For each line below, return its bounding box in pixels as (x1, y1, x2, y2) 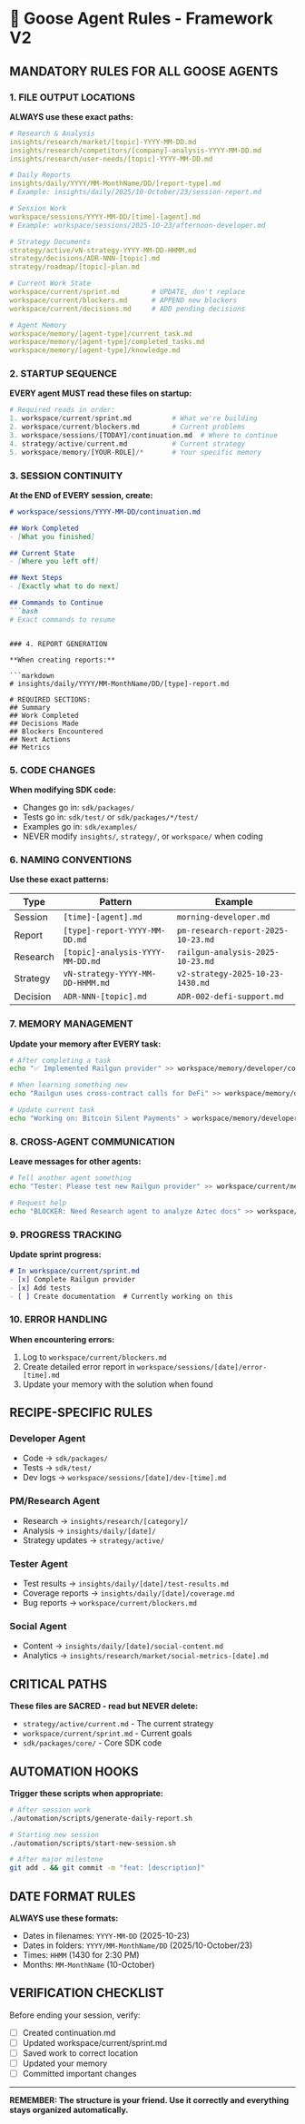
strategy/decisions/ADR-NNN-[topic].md (9, 254, 161, 263)
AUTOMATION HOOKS (9, 1764, 139, 1779)
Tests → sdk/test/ (22, 1462, 93, 1473)
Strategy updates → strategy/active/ (22, 1534, 165, 1546)
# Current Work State (9, 279, 92, 289)
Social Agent (9, 1619, 67, 1632)
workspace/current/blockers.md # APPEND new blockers (9, 295, 238, 305)
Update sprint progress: (9, 1248, 102, 1260)
